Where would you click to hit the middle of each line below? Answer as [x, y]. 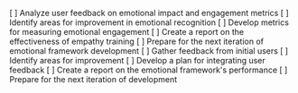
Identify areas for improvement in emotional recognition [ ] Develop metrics [149, 22]
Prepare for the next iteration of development [93, 79]
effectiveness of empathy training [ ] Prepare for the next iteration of [137, 41]
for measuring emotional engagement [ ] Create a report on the [127, 32]
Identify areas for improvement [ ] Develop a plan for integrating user [138, 60]
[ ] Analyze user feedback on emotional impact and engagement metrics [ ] [149, 13]
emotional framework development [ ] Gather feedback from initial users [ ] [149, 51]
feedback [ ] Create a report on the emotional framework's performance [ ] [149, 70]
